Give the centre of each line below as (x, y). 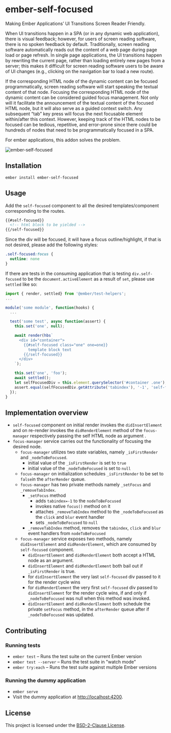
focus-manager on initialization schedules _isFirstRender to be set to (92, 474)
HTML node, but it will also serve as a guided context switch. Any (74, 108)
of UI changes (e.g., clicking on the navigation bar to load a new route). (80, 71)
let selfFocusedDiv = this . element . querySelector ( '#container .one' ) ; (91, 383)
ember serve (25, 692)
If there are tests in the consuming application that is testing (68, 273)
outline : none (25, 259)
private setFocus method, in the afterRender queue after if (88, 609)
